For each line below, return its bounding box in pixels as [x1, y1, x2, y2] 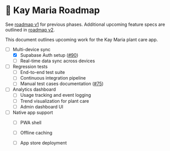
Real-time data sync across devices [20, 58, 95, 64]
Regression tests [12, 63, 48, 70]
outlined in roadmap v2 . [5, 26, 55, 32]
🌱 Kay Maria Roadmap [5, 5, 100, 16]
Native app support [12, 109, 53, 116]
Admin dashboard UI [20, 103, 63, 109]
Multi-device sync [12, 46, 51, 52]
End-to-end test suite [20, 69, 65, 75]
